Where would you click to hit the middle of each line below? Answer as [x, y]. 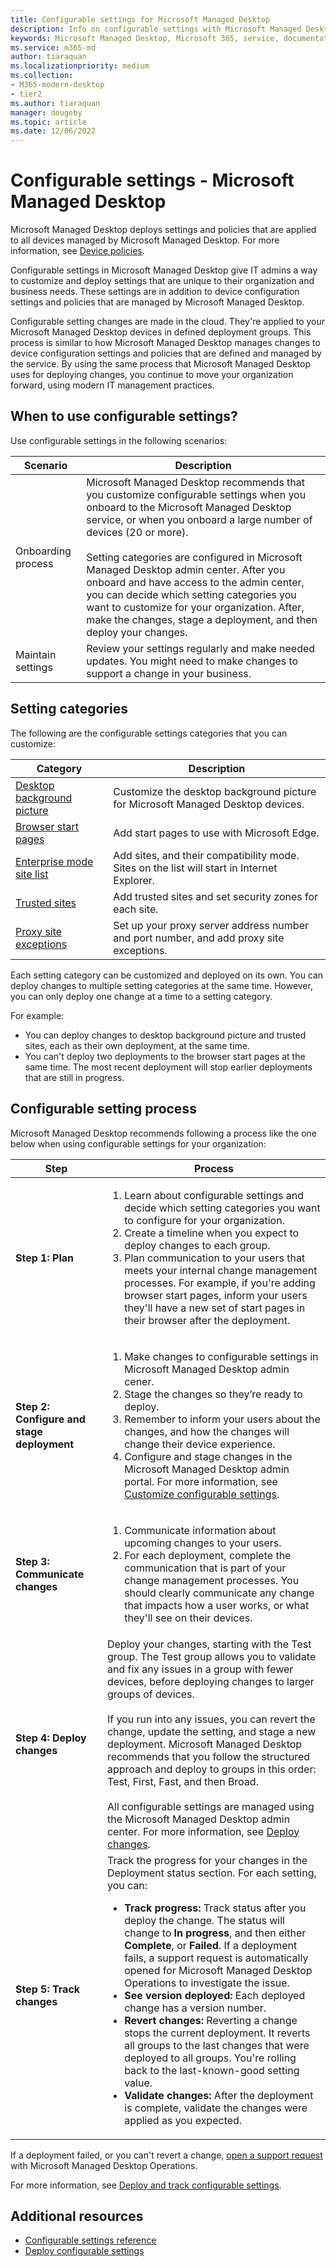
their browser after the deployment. [207, 1320]
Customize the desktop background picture [215, 791]
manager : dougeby [46, 112]
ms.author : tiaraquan [55, 103]
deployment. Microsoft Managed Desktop [204, 1744]
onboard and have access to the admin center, [195, 582]
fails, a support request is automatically [216, 1958]
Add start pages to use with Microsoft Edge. [216, 833]
